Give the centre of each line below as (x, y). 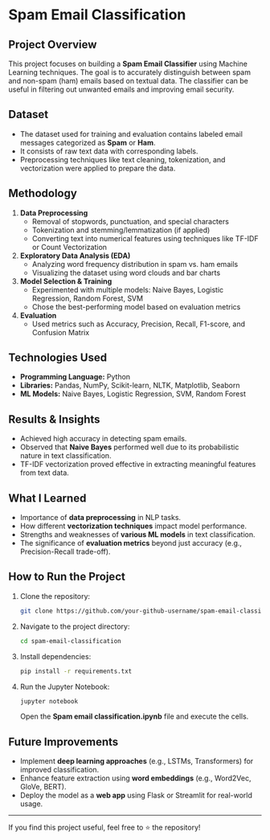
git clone (37, 611)
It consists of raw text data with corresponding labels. (109, 151)
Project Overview (53, 45)
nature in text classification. (65, 456)
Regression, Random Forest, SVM (87, 298)
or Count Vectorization (69, 247)
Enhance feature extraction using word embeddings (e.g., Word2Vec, (135, 778)
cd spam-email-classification (71, 641)
